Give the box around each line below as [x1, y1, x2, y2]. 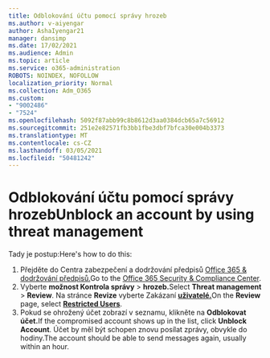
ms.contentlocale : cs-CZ [8, 138, 92, 147]
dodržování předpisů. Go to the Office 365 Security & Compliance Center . [19, 274, 262, 283]
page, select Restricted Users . [19, 299, 123, 309]
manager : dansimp [8, 34, 67, 43]
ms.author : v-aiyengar [8, 19, 84, 27]
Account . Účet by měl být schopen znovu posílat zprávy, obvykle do [19, 325, 247, 335]
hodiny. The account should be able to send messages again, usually [19, 333, 247, 343]
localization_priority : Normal [8, 79, 113, 87]
